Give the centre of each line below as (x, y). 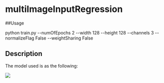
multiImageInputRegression (64, 9)
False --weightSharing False (64, 38)
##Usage (15, 23)
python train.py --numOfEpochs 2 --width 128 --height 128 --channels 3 (80, 32)
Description (24, 54)
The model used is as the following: (42, 65)
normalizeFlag (20, 38)
